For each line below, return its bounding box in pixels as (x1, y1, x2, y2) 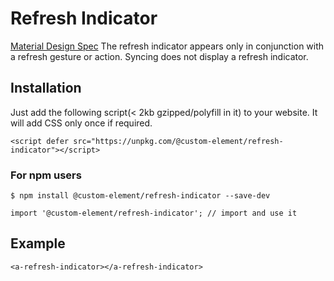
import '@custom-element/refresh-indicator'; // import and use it (10, 208, 298, 219)
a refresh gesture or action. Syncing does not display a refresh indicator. (10, 50, 309, 62)
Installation (10, 80, 82, 97)
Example (10, 235, 66, 252)
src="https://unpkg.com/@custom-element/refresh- (73, 136, 284, 146)
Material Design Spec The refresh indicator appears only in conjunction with (10, 40, 325, 52)
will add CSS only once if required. (10, 117, 153, 129)
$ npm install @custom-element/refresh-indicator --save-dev (10, 191, 271, 201)
